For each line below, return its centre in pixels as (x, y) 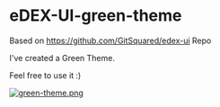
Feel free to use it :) (45, 75)
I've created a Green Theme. (62, 58)
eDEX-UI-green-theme (96, 16)
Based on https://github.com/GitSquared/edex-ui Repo (110, 40)
